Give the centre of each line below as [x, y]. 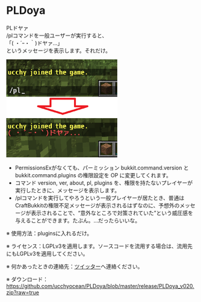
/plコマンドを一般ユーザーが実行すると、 [57, 35]
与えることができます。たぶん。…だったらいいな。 [78, 220]
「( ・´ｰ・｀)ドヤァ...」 [35, 43]
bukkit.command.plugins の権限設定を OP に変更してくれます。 [93, 175]
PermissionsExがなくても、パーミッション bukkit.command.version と [102, 168]
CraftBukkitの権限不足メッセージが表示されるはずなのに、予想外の [97, 205]
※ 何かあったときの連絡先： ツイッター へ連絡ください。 [75, 266]
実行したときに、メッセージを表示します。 [67, 190]
